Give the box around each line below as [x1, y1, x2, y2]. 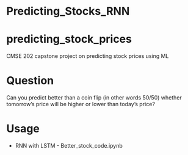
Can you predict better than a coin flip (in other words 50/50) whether [6, 94, 182, 101]
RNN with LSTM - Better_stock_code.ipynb [15, 142, 123, 149]
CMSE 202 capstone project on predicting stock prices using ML [6, 52, 169, 60]
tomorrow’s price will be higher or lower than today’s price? [6, 101, 156, 108]
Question [6, 74, 54, 88]
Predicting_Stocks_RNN [6, 4, 130, 18]
